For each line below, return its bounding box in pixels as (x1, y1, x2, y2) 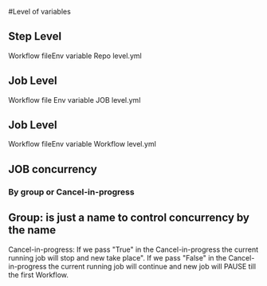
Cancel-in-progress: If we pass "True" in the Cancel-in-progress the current (8, 245, 259, 254)
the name (8, 223, 57, 237)
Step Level (8, 29, 62, 43)
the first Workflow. (8, 270, 69, 280)
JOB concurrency (8, 163, 98, 176)
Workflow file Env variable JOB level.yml (8, 95, 141, 104)
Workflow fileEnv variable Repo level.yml (8, 51, 142, 61)
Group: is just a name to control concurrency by (8, 211, 249, 225)
